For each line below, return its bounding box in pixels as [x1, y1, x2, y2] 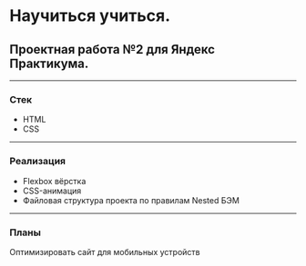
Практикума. [9, 55, 89, 71]
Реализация [9, 155, 66, 168]
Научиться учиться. [9, 5, 171, 26]
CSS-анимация [22, 185, 82, 196]
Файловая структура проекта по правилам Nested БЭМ [22, 194, 240, 205]
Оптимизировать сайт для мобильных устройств [9, 246, 200, 257]
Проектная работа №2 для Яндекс [9, 42, 216, 57]
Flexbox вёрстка [22, 175, 87, 186]
